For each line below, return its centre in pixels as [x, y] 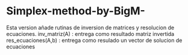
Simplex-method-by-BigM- [76, 11]
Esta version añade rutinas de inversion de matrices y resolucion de [90, 27]
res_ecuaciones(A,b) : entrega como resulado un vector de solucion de [94, 40]
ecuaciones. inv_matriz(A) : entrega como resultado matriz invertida [90, 33]
